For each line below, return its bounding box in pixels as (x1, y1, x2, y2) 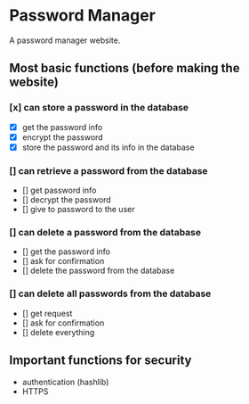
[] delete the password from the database (21, 265, 175, 276)
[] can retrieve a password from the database (9, 164, 208, 177)
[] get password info (21, 185, 97, 196)
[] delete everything (21, 326, 95, 337)
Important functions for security (9, 353, 192, 368)
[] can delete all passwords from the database (9, 287, 212, 300)
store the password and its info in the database (21, 142, 195, 153)
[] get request (21, 308, 73, 318)
